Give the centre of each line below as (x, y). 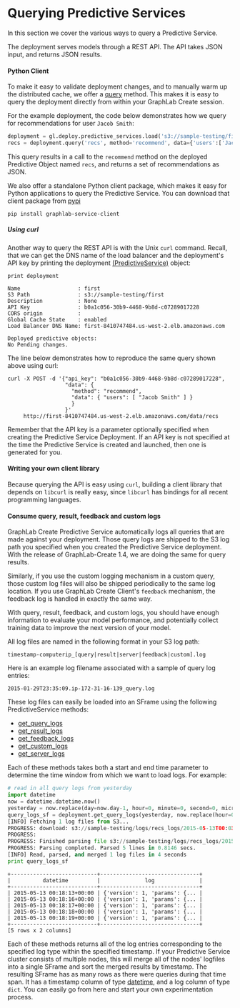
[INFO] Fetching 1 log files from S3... (69, 822)
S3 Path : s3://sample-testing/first (86, 294)
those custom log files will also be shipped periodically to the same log (111, 584)
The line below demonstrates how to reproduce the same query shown (112, 358)
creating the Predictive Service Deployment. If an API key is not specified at (119, 436)
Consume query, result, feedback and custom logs (84, 516)
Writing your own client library (54, 469)
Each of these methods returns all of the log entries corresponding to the (115, 944)
